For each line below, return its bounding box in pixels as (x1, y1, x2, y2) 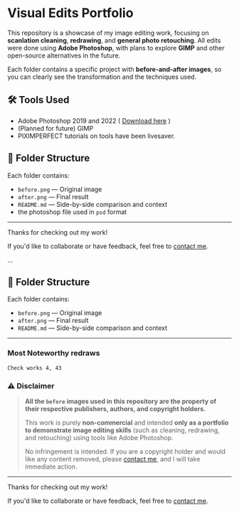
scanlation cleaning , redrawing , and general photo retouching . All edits (7, 36, 221, 44)
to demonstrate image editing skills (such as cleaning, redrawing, (24, 425, 221, 434)
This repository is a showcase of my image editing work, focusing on (7, 28, 210, 37)
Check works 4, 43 (7, 364, 62, 371)
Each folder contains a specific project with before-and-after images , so (7, 65, 222, 73)
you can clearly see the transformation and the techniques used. (7, 73, 197, 81)
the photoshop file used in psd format (17, 208, 127, 216)
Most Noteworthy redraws (7, 348, 100, 358)
